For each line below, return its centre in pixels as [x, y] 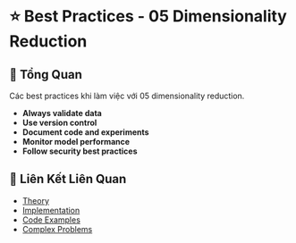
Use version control [59, 122]
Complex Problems [57, 229]
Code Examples [51, 220]
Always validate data [62, 113]
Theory [36, 200]
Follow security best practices [80, 151]
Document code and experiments [85, 132]
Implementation [51, 210]
